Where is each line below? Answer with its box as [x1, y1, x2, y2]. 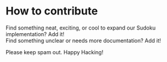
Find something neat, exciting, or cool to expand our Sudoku [5, 24, 156, 31]
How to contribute [5, 4, 98, 18]
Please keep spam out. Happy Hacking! [5, 48, 104, 55]
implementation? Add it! [5, 30, 65, 37]
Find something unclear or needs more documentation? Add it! [5, 37, 161, 44]
